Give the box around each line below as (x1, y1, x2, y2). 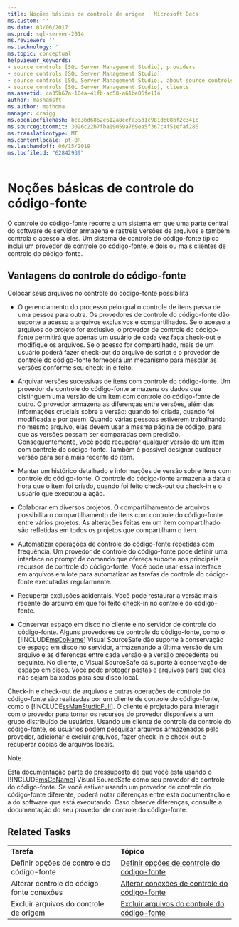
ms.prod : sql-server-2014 (7, 30, 84, 38)
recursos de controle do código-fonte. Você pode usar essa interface (17, 562, 222, 571)
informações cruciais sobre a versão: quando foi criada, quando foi (17, 407, 215, 415)
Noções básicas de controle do (7, 180, 194, 197)
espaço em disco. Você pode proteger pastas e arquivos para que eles (17, 666, 226, 674)
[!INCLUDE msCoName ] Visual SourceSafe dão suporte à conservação (17, 635, 224, 643)
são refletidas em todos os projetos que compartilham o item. (17, 525, 198, 534)
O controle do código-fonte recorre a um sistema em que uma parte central (7, 219, 229, 227)
